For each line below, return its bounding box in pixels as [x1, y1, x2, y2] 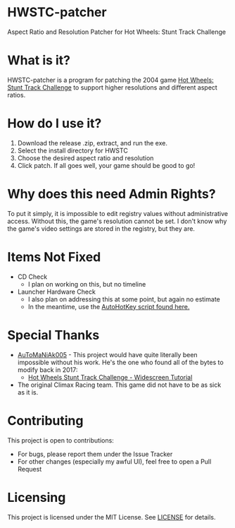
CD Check [17, 272, 48, 281]
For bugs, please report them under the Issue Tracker [17, 450, 173, 458]
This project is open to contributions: [7, 436, 114, 445]
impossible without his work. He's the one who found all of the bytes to [17, 358, 224, 366]
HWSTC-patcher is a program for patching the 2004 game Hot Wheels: [7, 76, 214, 84]
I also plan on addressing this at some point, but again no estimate [27, 294, 220, 304]
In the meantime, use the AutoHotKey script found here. [27, 302, 190, 311]
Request [17, 464, 42, 473]
